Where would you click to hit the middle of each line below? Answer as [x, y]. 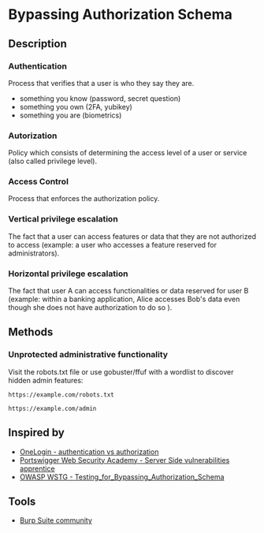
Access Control [39, 181]
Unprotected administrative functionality [88, 355]
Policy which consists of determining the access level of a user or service [128, 153]
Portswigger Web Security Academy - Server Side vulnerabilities [125, 460]
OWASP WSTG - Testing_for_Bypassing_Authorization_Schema [122, 477]
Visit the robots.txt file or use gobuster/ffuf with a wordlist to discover [121, 371]
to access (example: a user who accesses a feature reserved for [113, 244]
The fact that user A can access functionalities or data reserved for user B [128, 291]
